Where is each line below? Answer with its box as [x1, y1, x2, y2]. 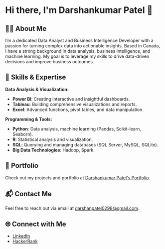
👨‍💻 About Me [5, 24, 47, 33]
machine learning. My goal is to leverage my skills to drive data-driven [5, 53, 150, 59]
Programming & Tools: [5, 116, 52, 122]
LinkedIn [12, 233, 30, 239]
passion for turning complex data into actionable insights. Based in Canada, [5, 43, 161, 49]
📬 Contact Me [5, 190, 52, 198]
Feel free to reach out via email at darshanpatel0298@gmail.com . [5, 205, 140, 211]
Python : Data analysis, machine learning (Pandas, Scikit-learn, [12, 125, 141, 131]
